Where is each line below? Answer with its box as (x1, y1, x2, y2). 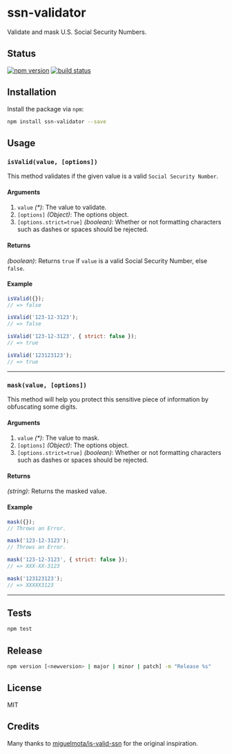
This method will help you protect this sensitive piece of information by (7, 395, 209, 404)
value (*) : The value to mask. (17, 434, 100, 442)
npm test (7, 625, 32, 633)
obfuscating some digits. (7, 403, 78, 411)
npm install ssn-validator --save (7, 118, 107, 125)
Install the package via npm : (7, 105, 84, 113)
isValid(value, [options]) (7, 158, 98, 165)
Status (7, 48, 37, 60)
